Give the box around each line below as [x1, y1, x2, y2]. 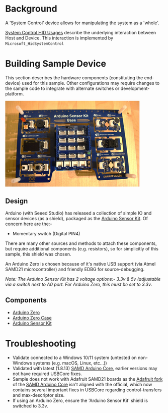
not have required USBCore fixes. [12, 371, 82, 377]
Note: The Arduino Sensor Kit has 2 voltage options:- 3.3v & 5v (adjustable [5, 276, 161, 282]
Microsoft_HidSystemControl [5, 41, 64, 46]
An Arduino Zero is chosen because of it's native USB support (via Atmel [5, 261, 156, 267]
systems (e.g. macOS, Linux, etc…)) [33, 359, 107, 366]
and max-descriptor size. [12, 392, 65, 398]
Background [5, 3, 57, 15]
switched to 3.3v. [12, 402, 49, 409]
